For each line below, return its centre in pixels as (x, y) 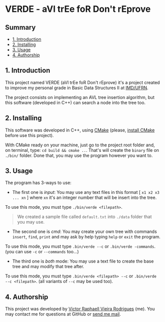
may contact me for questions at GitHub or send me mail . (63, 314)
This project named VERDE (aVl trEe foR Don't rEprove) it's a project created (82, 82)
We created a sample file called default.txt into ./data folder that (84, 217)
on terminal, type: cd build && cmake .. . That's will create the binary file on (82, 150)
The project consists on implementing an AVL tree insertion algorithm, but (80, 97)
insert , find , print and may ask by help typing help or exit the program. (86, 237)
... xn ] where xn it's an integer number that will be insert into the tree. (84, 198)
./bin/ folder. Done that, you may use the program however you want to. (79, 155)
